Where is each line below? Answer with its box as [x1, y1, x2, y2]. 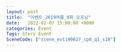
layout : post [6, 8, 39, 15]
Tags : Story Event [6, 31, 52, 37]
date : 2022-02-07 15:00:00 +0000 [6, 20, 95, 26]
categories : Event [6, 25, 52, 32]
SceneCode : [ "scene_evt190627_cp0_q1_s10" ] [6, 36, 116, 42]
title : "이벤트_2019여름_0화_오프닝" [6, 14, 91, 20]
